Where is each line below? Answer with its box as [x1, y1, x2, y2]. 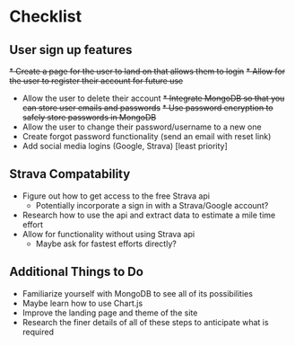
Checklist [9, 6, 82, 27]
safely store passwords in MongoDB [22, 112, 157, 122]
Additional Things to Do [9, 264, 143, 279]
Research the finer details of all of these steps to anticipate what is [22, 316, 269, 327]
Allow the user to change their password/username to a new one [22, 121, 262, 132]
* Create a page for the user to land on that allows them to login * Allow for [9, 66, 285, 76]
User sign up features [9, 42, 133, 58]
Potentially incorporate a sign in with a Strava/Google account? [35, 200, 269, 210]
